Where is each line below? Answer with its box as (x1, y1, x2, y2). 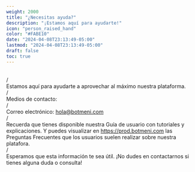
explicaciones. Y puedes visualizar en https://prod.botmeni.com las (6, 127, 173, 134)
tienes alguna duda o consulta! (6, 159, 83, 166)
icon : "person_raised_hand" (6, 25, 77, 32)
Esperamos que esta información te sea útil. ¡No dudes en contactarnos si (6, 152, 189, 159)
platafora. (6, 140, 30, 147)
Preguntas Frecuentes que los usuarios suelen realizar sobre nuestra (6, 133, 176, 141)
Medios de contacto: (6, 95, 58, 102)
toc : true (6, 53, 31, 59)
